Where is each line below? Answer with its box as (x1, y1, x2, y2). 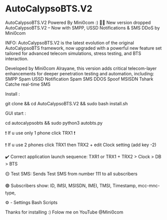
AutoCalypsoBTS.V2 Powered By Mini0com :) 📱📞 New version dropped (5, 19, 151, 25)
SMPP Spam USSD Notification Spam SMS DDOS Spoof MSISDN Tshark (5, 76, 154, 82)
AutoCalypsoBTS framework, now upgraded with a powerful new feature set (5, 45, 162, 51)
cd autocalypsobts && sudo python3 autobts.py (5, 120, 103, 126)
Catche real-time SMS (5, 81, 51, 87)
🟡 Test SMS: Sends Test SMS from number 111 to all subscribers (5, 171, 138, 177)
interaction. (5, 55, 29, 61)
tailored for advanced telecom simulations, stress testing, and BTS (5, 50, 141, 56)
